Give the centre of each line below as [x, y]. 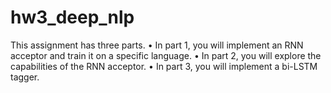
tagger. [25, 77]
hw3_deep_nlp [72, 17]
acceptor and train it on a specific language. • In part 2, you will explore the [166, 55]
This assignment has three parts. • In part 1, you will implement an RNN [157, 45]
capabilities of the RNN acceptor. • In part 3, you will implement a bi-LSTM [164, 66]
